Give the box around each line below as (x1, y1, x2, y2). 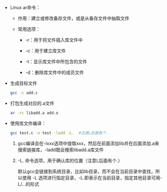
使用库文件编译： (10, 120, 46, 126)
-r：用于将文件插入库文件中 (25, 37, 83, 43)
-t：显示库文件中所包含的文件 (25, 59, 88, 65)
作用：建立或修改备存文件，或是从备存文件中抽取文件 (17, 15, 130, 21)
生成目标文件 (10, 80, 37, 86)
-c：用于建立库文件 (25, 48, 66, 53)
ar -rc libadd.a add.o (10, 110, 59, 116)
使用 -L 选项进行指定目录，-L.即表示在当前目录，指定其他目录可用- (22, 175, 162, 181)
